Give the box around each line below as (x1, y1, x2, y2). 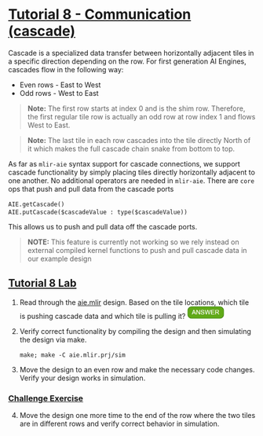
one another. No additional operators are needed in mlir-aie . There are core (8, 175, 255, 185)
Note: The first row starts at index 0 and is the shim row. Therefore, (27, 104, 246, 113)
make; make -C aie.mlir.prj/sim (19, 351, 126, 359)
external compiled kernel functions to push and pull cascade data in (27, 245, 247, 255)
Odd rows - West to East (19, 88, 100, 97)
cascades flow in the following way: (8, 64, 124, 74)
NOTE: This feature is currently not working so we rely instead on (27, 237, 239, 247)
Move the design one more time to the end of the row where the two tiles (19, 411, 256, 420)
